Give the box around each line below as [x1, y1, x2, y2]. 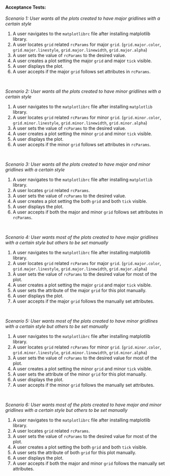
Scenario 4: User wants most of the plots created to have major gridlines [5, 234, 159, 241]
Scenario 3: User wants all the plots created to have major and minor [5, 161, 151, 168]
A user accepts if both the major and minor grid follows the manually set [12, 460, 165, 466]
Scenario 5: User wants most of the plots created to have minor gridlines [5, 318, 158, 324]
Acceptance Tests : [5, 4, 46, 10]
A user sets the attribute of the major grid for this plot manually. [12, 287, 147, 294]
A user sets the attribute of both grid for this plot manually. [12, 449, 136, 456]
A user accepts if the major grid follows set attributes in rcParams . [12, 69, 151, 75]
